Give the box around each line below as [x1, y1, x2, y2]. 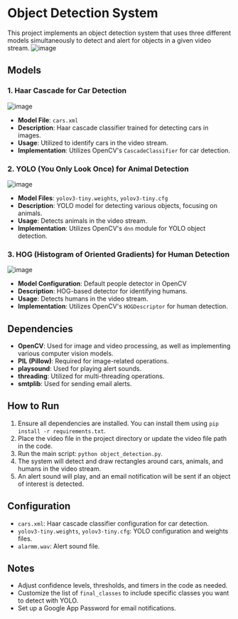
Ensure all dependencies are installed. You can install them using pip [17, 419, 219, 427]
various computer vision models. [17, 349, 114, 358]
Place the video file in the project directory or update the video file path [17, 434, 227, 442]
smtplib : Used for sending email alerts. [17, 380, 132, 388]
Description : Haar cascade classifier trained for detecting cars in [17, 123, 209, 132]
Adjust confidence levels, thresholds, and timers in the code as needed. [17, 581, 228, 590]
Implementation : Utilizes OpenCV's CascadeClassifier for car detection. [17, 146, 231, 155]
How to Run [7, 400, 60, 412]
